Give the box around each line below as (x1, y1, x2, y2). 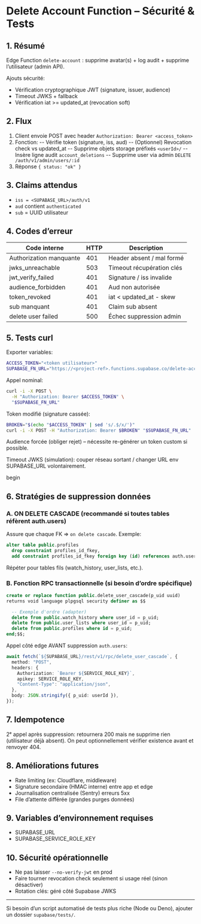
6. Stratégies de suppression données (6, 491, 151, 501)
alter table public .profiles (6, 542, 79, 549)
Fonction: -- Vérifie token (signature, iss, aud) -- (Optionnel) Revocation (14, 138, 192, 146)
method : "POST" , (11, 659, 52, 665)
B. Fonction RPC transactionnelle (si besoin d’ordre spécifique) (6, 579, 193, 587)
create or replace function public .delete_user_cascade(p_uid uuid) (6, 592, 181, 598)
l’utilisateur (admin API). (6, 63, 65, 70)
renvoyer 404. (6, 743, 41, 750)
